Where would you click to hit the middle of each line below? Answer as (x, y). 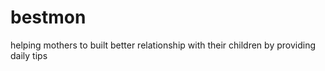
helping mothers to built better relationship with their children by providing (163, 45)
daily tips (29, 55)
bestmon (48, 17)
